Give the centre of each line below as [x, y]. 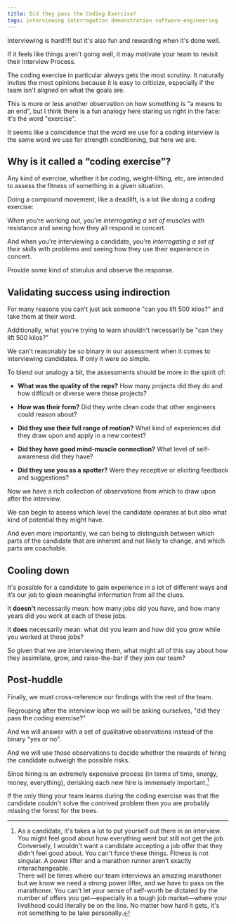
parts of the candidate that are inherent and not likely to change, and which [116, 541]
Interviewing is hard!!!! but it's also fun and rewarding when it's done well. [114, 40]
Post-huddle [35, 680]
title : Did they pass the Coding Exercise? [72, 14]
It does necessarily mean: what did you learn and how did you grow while [114, 629]
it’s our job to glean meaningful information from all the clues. [96, 595]
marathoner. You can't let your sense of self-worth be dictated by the [117, 891]
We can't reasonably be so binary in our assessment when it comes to [109, 351]
